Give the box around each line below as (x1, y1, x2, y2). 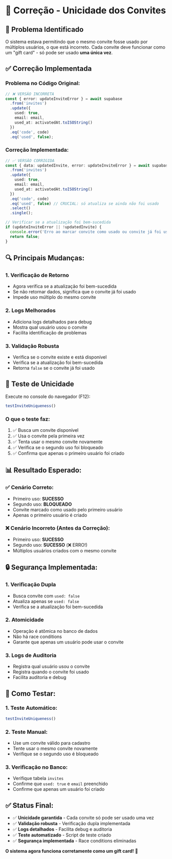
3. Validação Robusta (5, 342, 59, 349)
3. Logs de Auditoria (5, 651, 57, 658)
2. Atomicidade (5, 616, 45, 624)
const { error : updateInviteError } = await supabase (5, 96, 123, 102)
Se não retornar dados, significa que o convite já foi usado (12, 289, 137, 295)
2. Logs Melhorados (5, 307, 56, 314)
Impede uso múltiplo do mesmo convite (12, 294, 96, 301)
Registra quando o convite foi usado (12, 669, 90, 675)
